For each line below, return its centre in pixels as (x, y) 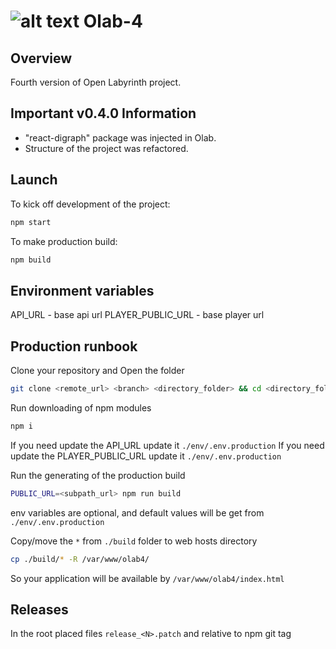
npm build (31, 260)
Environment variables (82, 290)
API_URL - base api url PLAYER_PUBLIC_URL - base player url (137, 315)
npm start (31, 222)
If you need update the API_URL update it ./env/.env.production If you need (167, 445)
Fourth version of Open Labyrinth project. (96, 82)
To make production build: (64, 241)
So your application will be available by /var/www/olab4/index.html (147, 578)
